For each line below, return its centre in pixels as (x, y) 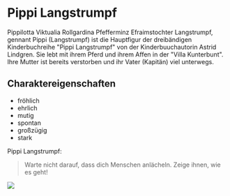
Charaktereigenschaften (62, 84)
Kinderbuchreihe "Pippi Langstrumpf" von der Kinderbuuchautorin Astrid (112, 47)
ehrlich (27, 108)
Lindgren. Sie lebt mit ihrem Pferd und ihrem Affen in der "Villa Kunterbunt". (115, 54)
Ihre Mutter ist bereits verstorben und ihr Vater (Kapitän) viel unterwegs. (110, 61)
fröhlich (28, 100)
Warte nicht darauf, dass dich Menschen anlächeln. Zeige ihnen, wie (122, 165)
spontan (29, 123)
